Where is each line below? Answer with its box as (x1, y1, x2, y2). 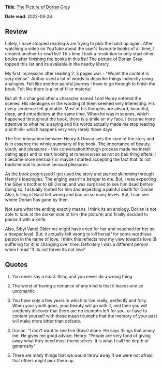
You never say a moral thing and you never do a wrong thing (12, 273, 133, 279)
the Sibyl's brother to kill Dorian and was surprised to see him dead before (5, 181, 153, 187)
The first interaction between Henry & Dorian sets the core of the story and (5, 135, 155, 141)
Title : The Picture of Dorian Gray (5, 4, 70, 10)
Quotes (5, 261, 28, 269)
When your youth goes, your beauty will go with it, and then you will (12, 302, 147, 308)
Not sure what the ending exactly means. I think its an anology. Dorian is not (5, 206, 157, 212)
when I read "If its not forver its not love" (5, 246, 86, 252)
